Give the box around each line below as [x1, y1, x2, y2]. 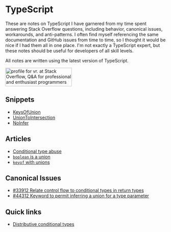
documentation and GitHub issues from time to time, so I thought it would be [5, 37, 166, 43]
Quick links [5, 207, 42, 216]
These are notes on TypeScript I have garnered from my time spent [5, 20, 147, 27]
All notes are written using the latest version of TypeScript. [5, 57, 129, 63]
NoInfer [12, 120, 29, 126]
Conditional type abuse [12, 148, 62, 154]
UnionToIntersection [12, 114, 56, 121]
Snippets [5, 96, 35, 104]
